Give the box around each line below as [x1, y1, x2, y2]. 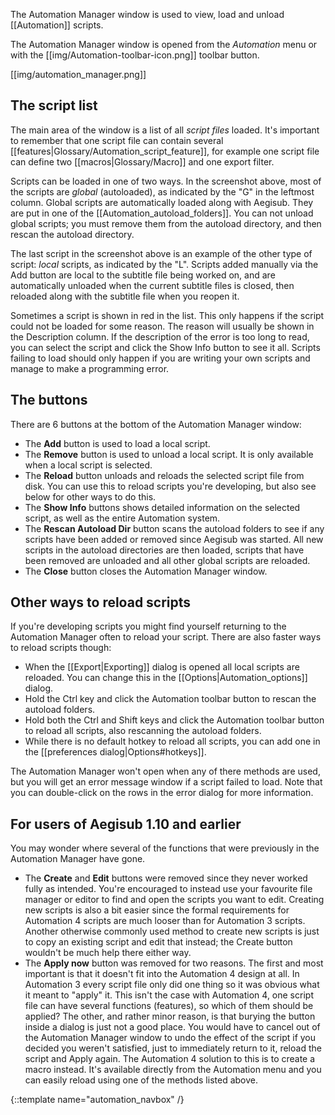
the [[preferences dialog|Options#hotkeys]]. [24, 746, 207, 758]
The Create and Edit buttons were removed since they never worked [24, 872, 308, 884]
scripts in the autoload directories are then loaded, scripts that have [24, 544, 305, 556]
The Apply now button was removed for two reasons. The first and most [24, 957, 324, 969]
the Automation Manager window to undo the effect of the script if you [24, 1032, 317, 1044]
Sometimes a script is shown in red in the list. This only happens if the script [10, 309, 325, 321]
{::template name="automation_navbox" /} [10, 1094, 185, 1106]
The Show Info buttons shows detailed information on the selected [24, 501, 301, 513]
